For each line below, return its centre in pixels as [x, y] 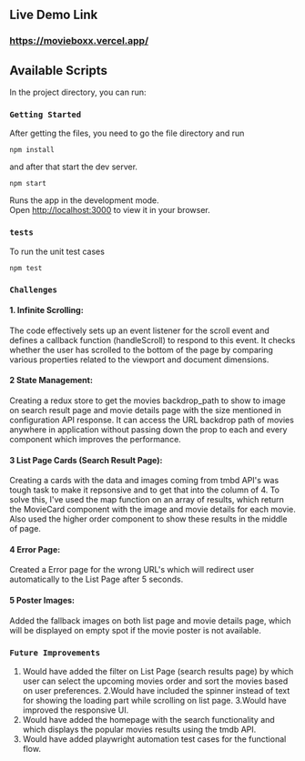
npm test [26, 268]
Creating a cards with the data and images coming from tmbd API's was [144, 481]
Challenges [33, 289]
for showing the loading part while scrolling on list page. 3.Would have [154, 700]
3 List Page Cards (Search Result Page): [86, 460]
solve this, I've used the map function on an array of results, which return [147, 500]
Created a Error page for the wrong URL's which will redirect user [132, 570]
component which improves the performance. [96, 440]
